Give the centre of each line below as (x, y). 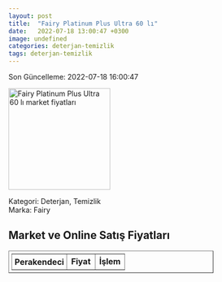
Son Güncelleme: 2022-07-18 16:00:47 (74, 77)
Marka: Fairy (30, 210)
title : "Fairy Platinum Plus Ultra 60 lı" (83, 24)
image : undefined (38, 39)
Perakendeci (40, 262)
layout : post (30, 16)
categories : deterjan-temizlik (61, 46)
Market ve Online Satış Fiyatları (89, 235)
